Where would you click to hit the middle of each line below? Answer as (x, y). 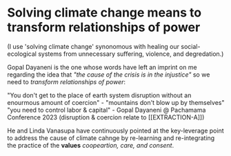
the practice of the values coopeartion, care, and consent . (91, 145)
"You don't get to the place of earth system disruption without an (99, 95)
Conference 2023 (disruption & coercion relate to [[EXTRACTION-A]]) (106, 117)
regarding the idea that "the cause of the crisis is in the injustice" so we (109, 75)
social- (190, 46)
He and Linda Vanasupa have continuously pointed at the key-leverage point (115, 130)
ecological (22, 54)
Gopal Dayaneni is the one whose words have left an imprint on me (102, 67)
